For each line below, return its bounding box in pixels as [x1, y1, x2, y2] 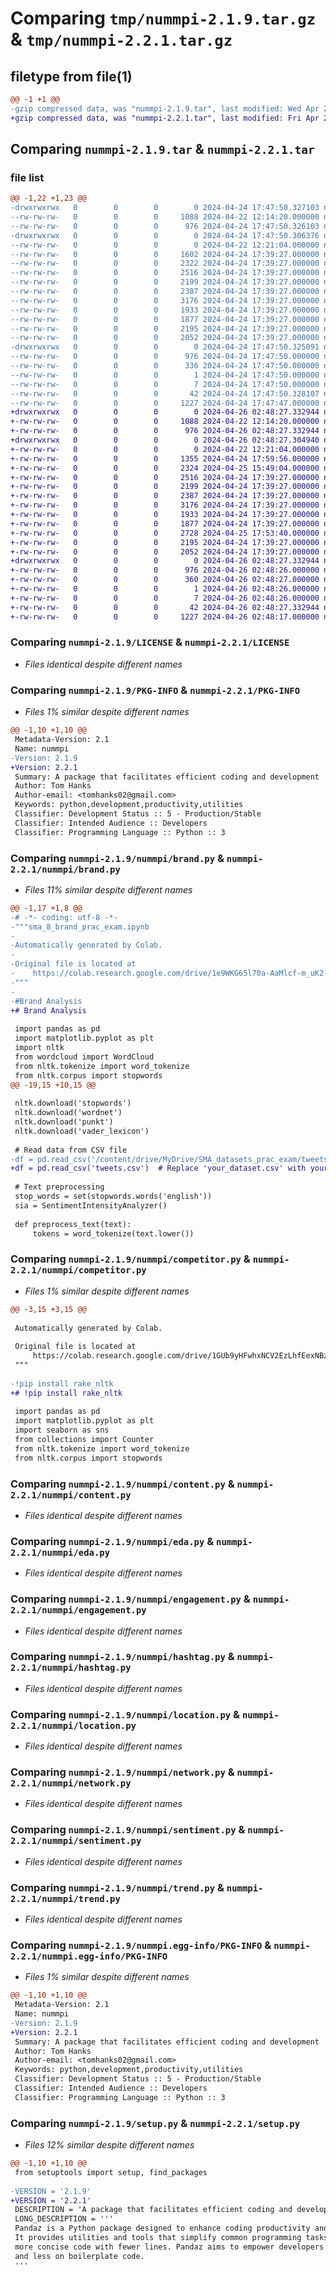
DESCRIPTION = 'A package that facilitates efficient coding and [14, 2205, 293, 2215]
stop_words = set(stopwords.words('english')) [14, 1192, 213, 1202]
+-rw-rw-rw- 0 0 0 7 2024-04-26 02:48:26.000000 [10, 593, 320, 603]
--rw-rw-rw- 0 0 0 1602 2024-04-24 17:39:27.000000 [10, 249, 320, 259]
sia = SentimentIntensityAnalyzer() [14, 1200, 168, 1211]
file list [10, 170, 45, 184]
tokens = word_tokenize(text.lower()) [32, 1228, 195, 1239]
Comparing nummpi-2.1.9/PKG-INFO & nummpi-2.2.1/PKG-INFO [10, 683, 301, 697]
